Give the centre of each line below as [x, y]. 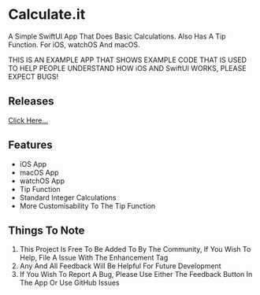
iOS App [33, 164]
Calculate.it [47, 15]
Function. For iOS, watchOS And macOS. [74, 44]
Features [30, 145]
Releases [31, 101]
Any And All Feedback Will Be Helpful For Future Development [121, 266]
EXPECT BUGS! [33, 76]
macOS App [39, 172]
